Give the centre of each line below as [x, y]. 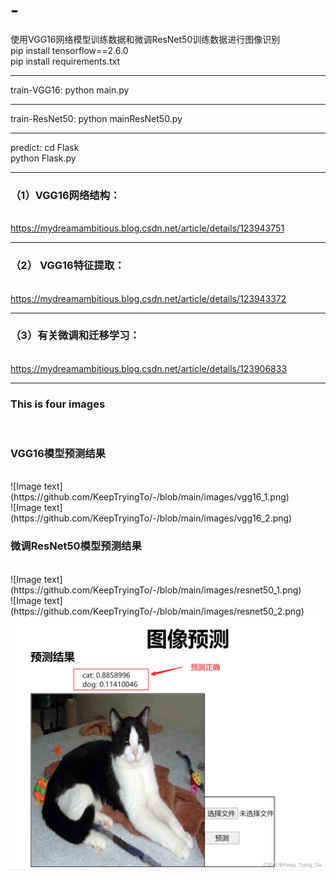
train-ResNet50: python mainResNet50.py [96, 118]
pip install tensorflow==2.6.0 [69, 50]
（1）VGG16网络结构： [65, 195]
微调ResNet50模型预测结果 [76, 546]
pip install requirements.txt [65, 61]
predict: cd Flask [45, 147]
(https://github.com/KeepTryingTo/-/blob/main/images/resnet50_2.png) [157, 611]
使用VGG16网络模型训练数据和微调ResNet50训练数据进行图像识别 [145, 39]
